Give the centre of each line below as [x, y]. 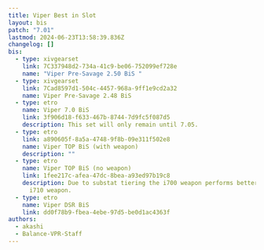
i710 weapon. [50, 190]
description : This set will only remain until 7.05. [110, 125]
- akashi [29, 227]
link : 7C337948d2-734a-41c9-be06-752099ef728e [100, 67]
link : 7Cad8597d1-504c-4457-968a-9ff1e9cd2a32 [100, 88]
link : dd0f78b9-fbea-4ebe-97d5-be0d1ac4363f [96, 212]
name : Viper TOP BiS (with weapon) [81, 147]
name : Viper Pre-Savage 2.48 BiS [77, 96]
